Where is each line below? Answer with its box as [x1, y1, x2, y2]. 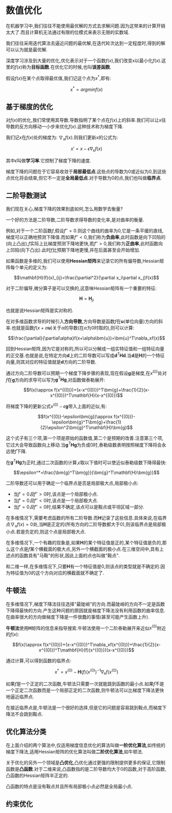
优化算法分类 [6, 728, 47, 736]
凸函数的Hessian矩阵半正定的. [6, 772, 69, 779]
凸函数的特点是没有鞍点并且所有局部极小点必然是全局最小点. [6, 783, 133, 789]
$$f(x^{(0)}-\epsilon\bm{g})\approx [37, 413, 113, 419]
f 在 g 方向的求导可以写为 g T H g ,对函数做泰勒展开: [6, 376, 105, 383]
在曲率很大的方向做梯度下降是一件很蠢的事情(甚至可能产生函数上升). [6, 613, 150, 620]
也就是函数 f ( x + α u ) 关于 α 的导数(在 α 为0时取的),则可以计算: [11, 325, 135, 331]
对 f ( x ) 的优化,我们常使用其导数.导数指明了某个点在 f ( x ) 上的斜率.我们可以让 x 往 [6, 117, 166, 123]
